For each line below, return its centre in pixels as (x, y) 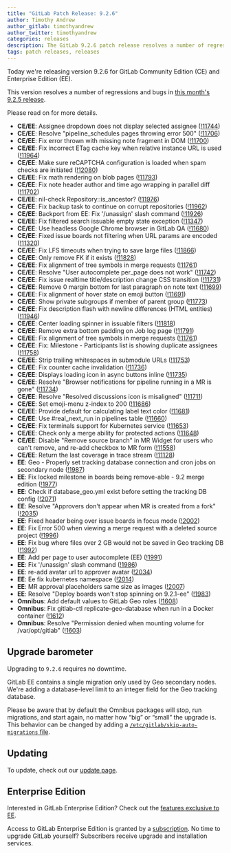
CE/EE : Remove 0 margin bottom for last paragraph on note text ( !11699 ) (119, 287)
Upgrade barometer (50, 652)
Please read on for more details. (52, 112)
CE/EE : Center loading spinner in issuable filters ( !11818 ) (96, 323)
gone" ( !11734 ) (37, 389)
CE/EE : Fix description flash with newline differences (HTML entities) (115, 309)
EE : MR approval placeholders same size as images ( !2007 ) (101, 586)
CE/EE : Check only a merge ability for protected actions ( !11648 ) (108, 433)
